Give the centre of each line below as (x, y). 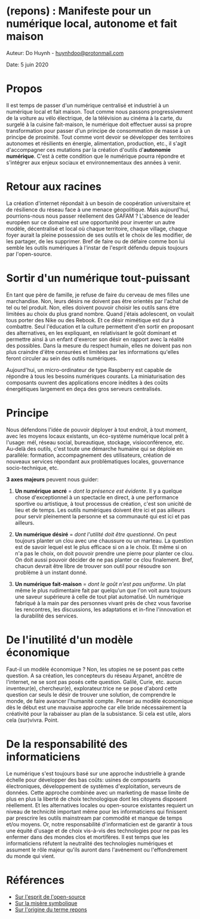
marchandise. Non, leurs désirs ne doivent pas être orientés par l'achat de (98, 301)
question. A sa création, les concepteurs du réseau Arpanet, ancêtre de (94, 675)
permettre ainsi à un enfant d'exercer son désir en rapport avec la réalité (95, 339)
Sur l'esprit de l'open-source (50, 897)
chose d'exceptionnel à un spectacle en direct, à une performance (97, 497)
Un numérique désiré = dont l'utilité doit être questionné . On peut (96, 534)
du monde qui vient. (31, 856)
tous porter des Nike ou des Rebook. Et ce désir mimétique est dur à (90, 320)
